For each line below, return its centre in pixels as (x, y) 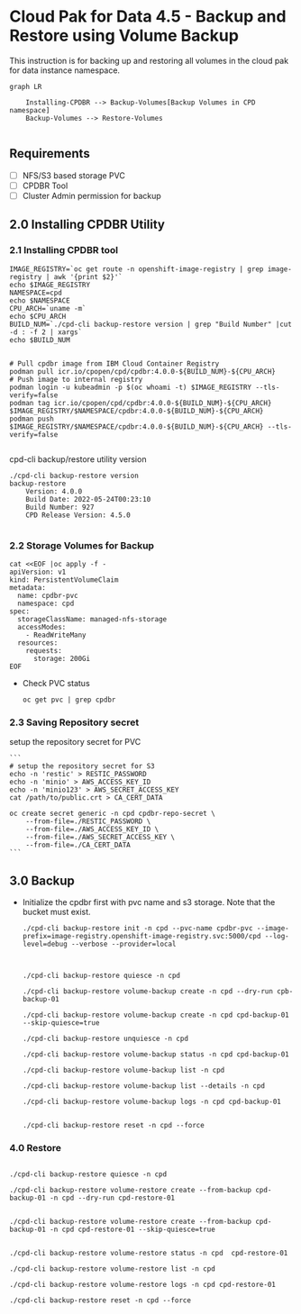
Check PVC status (56, 683)
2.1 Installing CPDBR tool (64, 250)
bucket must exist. (57, 912)
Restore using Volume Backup (124, 36)
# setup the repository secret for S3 (82, 766)
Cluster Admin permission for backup (92, 195)
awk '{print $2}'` (88, 276)
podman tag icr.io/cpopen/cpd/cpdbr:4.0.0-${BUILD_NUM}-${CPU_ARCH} (141, 403)
